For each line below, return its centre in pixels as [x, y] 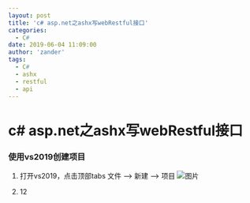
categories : [28, 30]
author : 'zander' [37, 52]
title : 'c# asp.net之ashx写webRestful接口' [78, 23]
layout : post [30, 15]
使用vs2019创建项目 [47, 157]
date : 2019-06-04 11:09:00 [52, 45]
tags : [17, 60]
